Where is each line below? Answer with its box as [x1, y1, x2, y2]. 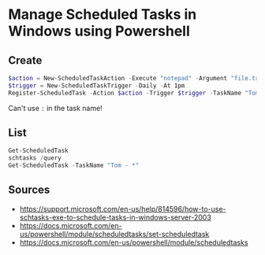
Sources [8, 183, 50, 197]
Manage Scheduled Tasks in [8, 6, 197, 24]
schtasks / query [8, 154, 62, 162]
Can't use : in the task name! [8, 103, 103, 113]
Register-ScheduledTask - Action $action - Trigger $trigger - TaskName [8, 89, 242, 97]
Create [8, 54, 43, 67]
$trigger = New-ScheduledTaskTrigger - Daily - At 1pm [8, 81, 185, 90]
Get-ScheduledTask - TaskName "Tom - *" [8, 161, 140, 170]
